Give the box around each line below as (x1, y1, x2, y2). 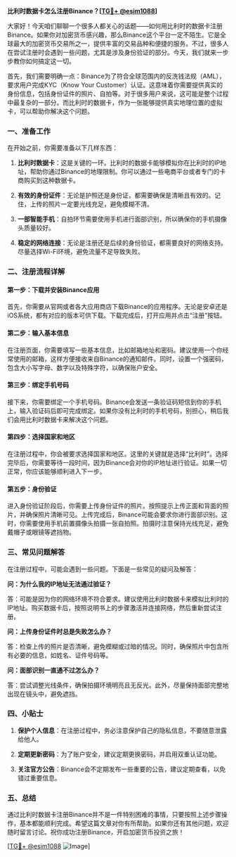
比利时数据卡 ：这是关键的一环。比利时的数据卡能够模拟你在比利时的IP (17, 158, 221, 167)
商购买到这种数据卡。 (17, 176, 79, 185)
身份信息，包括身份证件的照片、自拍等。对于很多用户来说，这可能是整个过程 (7, 89, 229, 98)
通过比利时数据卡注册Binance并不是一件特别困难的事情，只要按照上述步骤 (7, 811, 222, 819)
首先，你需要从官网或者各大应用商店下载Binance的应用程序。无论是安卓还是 (7, 303, 228, 311)
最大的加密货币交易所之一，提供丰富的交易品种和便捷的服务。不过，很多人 (13, 39, 229, 48)
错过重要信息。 (17, 773, 61, 782)
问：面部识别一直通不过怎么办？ (7, 666, 100, 674)
